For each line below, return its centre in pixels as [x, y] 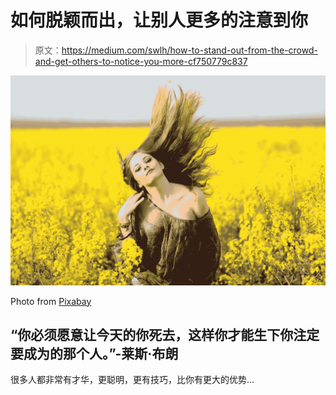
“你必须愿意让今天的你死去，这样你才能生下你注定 [165, 335]
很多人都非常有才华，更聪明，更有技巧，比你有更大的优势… [132, 380]
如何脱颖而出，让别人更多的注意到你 [159, 20]
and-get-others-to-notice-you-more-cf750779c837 [141, 61]
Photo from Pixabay [51, 301]
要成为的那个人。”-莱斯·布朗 [94, 354]
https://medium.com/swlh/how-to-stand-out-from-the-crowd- [189, 50]
